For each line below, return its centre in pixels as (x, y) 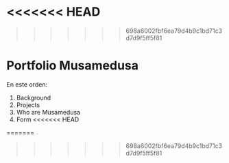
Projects (28, 105)
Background (34, 98)
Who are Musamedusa (48, 112)
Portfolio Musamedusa (72, 66)
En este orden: (27, 84)
